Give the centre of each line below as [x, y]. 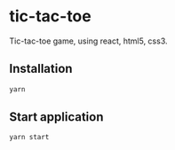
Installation [41, 69]
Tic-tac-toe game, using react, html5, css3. [88, 41]
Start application [56, 117]
